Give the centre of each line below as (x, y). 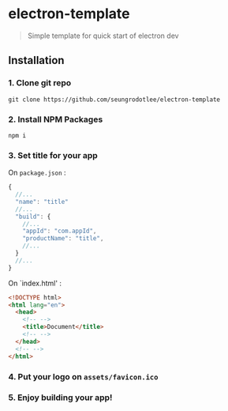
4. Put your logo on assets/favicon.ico (83, 376)
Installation (36, 60)
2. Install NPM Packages (56, 119)
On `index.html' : (35, 283)
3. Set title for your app (53, 155)
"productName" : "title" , (63, 239)
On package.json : (37, 173)
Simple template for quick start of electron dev (103, 36)
